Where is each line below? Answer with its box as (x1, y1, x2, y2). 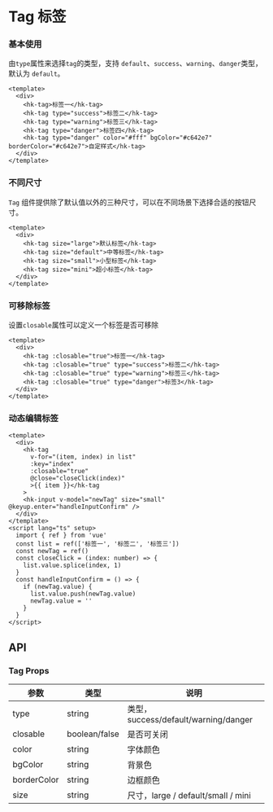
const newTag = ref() (15, 547, 89, 555)
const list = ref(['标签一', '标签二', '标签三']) (15, 540, 180, 548)
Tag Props (8, 665, 50, 676)
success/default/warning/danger (127, 714, 253, 726)
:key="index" (29, 460, 75, 468)
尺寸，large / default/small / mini (127, 790, 252, 801)
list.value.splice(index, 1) (23, 561, 122, 570)
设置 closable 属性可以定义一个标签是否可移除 (8, 320, 159, 330)
